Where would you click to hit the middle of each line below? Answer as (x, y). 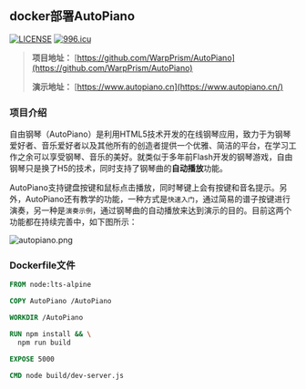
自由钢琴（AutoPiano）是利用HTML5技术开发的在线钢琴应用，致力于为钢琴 (150, 134)
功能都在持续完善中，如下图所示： (73, 222)
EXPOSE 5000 (32, 359)
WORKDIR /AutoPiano (46, 318)
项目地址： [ (54, 57)
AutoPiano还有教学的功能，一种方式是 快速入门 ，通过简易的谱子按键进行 (158, 200)
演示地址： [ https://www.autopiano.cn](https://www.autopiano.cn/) (158, 87)
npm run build (44, 343)
